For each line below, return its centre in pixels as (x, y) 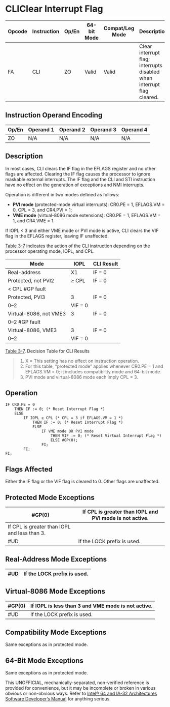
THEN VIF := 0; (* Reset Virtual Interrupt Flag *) (106, 436)
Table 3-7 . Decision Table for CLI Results (48, 351)
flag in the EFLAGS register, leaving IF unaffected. (57, 236)
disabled (149, 72)
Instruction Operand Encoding (54, 115)
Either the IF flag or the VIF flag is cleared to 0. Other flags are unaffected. (82, 482)
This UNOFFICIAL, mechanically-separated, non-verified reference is (77, 683)
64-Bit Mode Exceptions (44, 660)
